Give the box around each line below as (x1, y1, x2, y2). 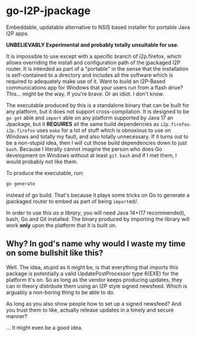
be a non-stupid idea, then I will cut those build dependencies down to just (6, 139, 187, 146)
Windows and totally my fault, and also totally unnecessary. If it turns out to (6, 133, 189, 140)
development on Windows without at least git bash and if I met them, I (6, 151, 178, 158)
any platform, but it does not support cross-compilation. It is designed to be (6, 108, 189, 115)
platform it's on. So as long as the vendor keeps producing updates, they (6, 276, 182, 283)
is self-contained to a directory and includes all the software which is (6, 71, 173, 78)
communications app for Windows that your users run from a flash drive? (6, 84, 183, 91)
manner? (6, 312, 28, 319)
